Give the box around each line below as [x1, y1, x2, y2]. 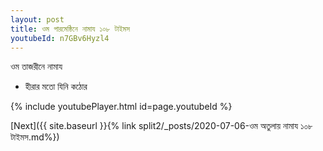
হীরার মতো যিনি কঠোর [24, 81, 88, 93]
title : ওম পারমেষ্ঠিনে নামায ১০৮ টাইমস [10, 24, 130, 34]
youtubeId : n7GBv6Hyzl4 [10, 33, 110, 43]
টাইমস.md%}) [10, 131, 60, 143]
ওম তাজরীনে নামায [10, 61, 63, 73]
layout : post [10, 14, 65, 25]
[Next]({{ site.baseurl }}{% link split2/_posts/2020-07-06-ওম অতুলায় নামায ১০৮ [10, 120, 313, 132]
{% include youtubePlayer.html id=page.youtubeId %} [10, 101, 233, 113]
